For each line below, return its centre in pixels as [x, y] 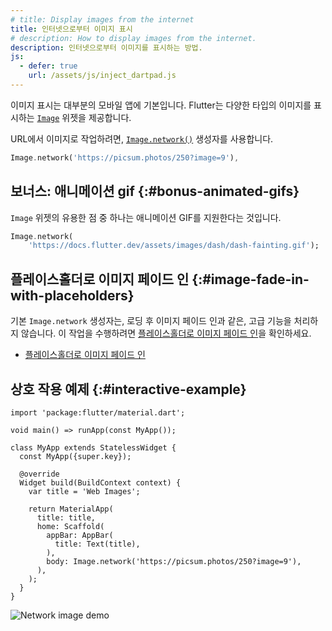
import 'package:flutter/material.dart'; [98, 412]
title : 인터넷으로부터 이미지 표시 [71, 29]
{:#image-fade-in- [250, 279]
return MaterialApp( [71, 509]
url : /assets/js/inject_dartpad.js [102, 76]
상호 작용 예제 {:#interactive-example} [128, 389]
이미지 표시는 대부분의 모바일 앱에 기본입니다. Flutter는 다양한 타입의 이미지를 [161, 105]
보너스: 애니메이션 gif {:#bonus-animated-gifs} [155, 191]
